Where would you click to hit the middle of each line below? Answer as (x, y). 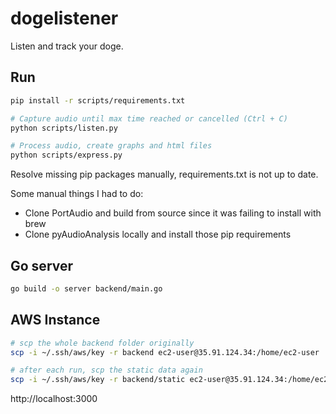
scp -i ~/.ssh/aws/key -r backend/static (98, 380)
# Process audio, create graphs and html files (111, 146)
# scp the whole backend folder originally (102, 343)
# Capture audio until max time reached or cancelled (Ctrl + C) (149, 118)
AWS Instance (55, 320)
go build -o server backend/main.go (86, 288)
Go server (42, 265)
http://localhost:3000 (54, 399)
